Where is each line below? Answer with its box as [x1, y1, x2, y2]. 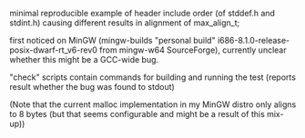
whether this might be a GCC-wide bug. [9, 54, 159, 64]
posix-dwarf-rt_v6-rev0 [9, 44, 98, 55]
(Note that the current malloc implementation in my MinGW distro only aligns [9, 99, 297, 110]
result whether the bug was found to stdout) [9, 82, 175, 92]
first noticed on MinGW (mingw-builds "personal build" [9, 35, 216, 45]
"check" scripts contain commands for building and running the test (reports [9, 72, 296, 83]
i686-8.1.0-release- [217, 35, 290, 45]
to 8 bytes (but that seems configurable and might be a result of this [9, 109, 266, 119]
